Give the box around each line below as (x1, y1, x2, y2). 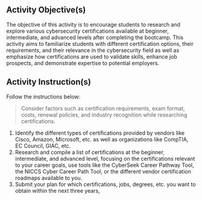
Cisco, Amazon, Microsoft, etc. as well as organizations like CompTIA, (14, 135, 189, 143)
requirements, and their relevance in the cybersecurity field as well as (6, 47, 180, 54)
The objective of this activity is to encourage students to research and (6, 21, 181, 28)
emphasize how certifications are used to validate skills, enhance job (6, 53, 177, 60)
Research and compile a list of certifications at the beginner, (14, 148, 165, 156)
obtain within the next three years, (14, 187, 101, 194)
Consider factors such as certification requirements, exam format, (21, 105, 185, 112)
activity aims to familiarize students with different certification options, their (6, 40, 194, 47)
